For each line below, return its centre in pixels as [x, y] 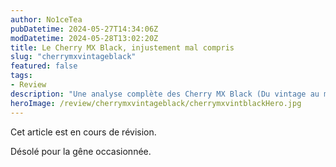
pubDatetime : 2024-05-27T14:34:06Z [84, 29]
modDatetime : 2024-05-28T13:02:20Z [84, 38]
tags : [21, 76]
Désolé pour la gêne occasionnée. [81, 151]
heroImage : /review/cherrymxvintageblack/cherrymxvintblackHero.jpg [156, 103]
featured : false [44, 66]
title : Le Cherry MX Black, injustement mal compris [122, 47]
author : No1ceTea [46, 19]
